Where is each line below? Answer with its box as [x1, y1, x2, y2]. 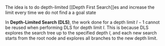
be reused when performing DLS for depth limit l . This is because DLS [5, 24, 149, 30]
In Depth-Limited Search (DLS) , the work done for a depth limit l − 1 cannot [5, 19, 160, 25]
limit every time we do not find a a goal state [5, 9, 96, 15]
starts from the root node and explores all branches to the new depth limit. [5, 35, 158, 41]
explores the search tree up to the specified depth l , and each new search [5, 30, 157, 35]
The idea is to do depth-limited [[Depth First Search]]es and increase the [5, 4, 155, 10]
